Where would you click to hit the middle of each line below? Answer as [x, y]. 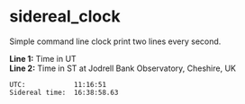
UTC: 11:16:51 [58, 84]
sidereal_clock [65, 17]
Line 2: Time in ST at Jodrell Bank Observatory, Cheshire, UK [123, 68]
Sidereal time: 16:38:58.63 [64, 92]
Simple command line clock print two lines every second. [115, 41]
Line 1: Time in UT [43, 58]
